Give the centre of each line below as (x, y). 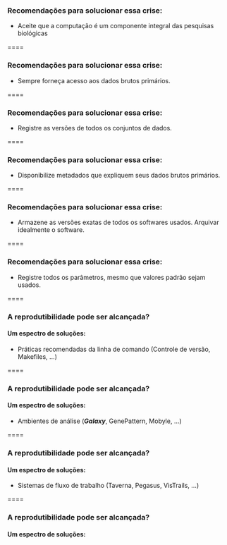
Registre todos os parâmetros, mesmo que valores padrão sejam (111, 277)
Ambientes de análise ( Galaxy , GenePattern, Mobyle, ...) (99, 421)
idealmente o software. (51, 230)
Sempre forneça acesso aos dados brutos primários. (94, 80)
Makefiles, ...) (37, 356)
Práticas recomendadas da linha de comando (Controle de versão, (114, 349)
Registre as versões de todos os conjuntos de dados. (95, 128)
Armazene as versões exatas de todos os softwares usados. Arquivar (118, 222)
